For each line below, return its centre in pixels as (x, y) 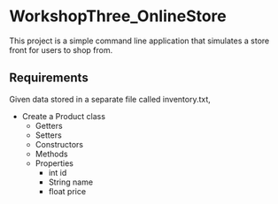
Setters (48, 135)
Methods (51, 154)
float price (67, 191)
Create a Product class (64, 116)
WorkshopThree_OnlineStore (118, 16)
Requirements (49, 78)
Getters (49, 125)
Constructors (59, 144)
